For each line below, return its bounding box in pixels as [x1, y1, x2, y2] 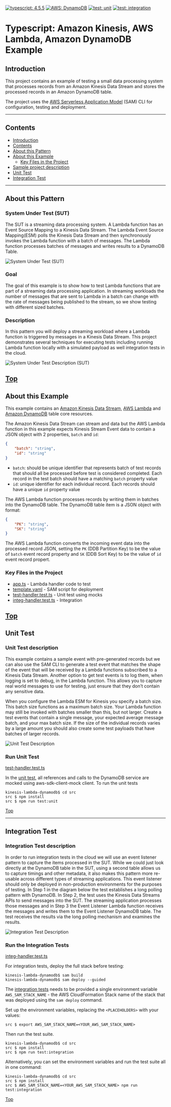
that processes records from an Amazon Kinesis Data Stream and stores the [5, 83, 165, 89]
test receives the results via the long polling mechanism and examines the [5, 914, 160, 920]
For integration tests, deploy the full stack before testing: [5, 962, 124, 969]
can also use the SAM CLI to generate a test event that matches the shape [5, 661, 161, 667]
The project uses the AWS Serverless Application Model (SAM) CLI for [5, 99, 153, 104]
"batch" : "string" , [14, 446, 56, 451]
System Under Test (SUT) [5, 210, 70, 217]
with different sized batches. [5, 304, 65, 310]
